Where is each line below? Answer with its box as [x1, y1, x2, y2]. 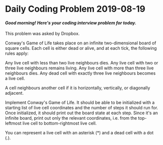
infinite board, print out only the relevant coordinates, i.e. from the [5, 115, 137, 121]
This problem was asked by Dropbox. [5, 31, 80, 37]
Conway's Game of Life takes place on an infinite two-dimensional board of [5, 40, 157, 46]
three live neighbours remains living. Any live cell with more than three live [5, 65, 154, 71]
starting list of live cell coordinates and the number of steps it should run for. [5, 105, 158, 111]
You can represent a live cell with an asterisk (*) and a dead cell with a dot [5, 130, 154, 136]
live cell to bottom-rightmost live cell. [22, 121, 97, 126]
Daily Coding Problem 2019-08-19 [5, 3, 145, 15]
